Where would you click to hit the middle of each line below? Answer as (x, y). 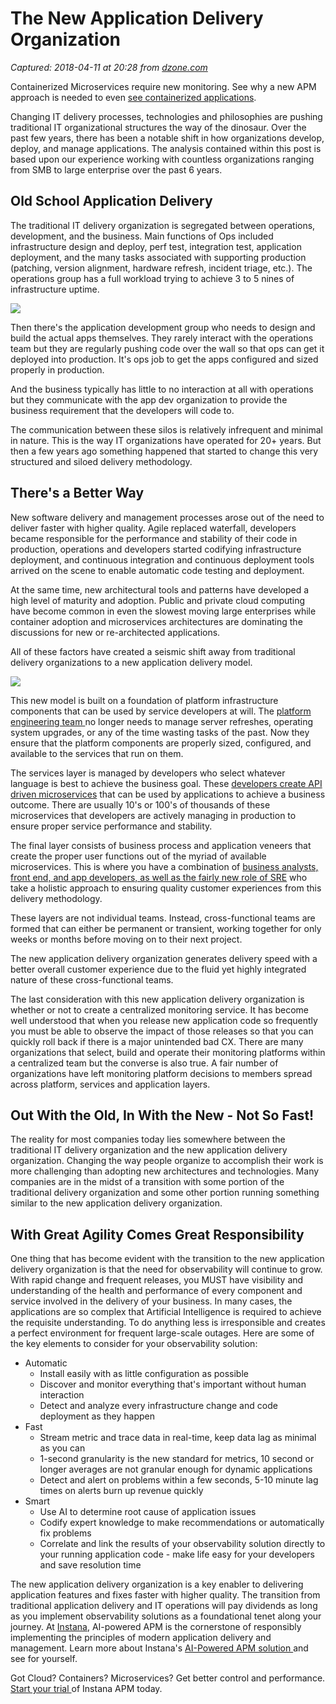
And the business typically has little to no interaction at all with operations (162, 389)
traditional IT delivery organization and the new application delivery (149, 1150)
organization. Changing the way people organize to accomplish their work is (167, 1161)
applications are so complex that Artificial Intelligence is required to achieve (166, 1312)
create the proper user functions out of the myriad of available (138, 856)
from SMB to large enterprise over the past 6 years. (116, 169)
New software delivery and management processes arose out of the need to (167, 517)
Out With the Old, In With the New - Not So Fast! (162, 1115)
